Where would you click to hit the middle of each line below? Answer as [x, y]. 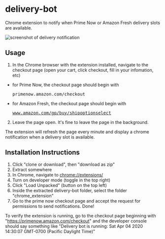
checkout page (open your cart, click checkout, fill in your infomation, [83, 70]
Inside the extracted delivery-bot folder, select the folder [69, 190]
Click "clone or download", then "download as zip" [64, 164]
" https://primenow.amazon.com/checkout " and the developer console [76, 221]
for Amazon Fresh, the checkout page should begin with [69, 103]
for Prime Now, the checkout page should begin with [66, 85]
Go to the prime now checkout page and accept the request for [76, 201]
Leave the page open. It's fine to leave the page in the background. [80, 122]
